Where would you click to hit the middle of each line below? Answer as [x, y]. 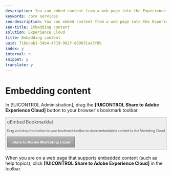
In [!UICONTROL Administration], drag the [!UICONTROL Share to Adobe [82, 105]
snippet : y [17, 59]
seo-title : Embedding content [38, 27]
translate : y [19, 65]
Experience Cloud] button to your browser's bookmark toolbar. [72, 111]
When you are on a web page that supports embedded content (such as [81, 158]
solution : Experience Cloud [35, 32]
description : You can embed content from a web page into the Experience [86, 11]
